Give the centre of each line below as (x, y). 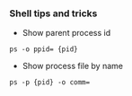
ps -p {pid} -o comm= (50, 83)
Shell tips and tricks (53, 13)
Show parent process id (66, 33)
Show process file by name (73, 66)
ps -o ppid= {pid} (44, 49)
